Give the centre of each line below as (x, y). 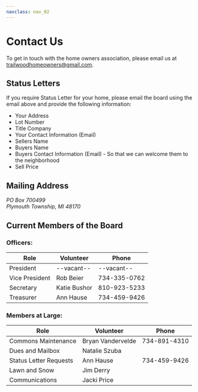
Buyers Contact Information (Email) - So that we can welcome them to (101, 154)
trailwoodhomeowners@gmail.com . (50, 64)
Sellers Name (31, 141)
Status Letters (33, 83)
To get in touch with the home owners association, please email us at (91, 58)
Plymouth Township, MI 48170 (43, 207)
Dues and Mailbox (34, 351)
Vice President (30, 278)
